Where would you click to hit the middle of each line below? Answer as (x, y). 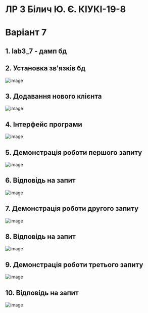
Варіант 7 (26, 33)
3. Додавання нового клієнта (54, 96)
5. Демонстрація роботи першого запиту (74, 152)
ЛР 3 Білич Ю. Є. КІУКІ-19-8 (66, 9)
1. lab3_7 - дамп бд (36, 51)
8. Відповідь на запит (40, 237)
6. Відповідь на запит (40, 181)
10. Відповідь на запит (42, 293)
